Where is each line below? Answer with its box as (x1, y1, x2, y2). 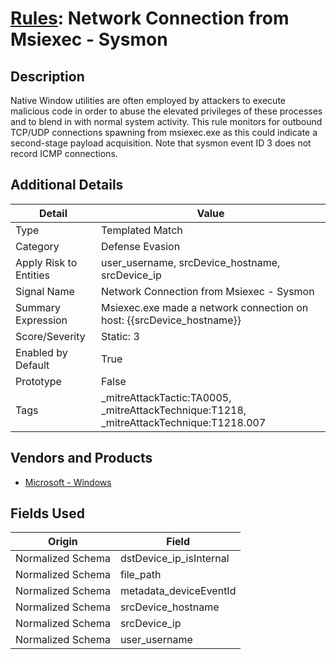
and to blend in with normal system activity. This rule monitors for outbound (10, 116, 323, 127)
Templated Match (101, 223, 183, 237)
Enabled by (15, 345, 68, 359)
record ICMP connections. (10, 148, 118, 159)
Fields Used (10, 505, 86, 522)
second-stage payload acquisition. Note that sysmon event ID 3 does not (10, 137, 312, 149)
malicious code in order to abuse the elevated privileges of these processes (10, 105, 323, 117)
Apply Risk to (15, 255, 78, 269)
